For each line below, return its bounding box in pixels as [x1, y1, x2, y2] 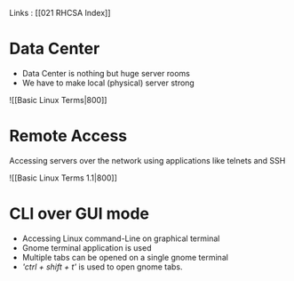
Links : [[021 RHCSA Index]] [9, 8, 111, 18]
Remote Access [9, 126, 127, 146]
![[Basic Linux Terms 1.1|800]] [9, 173, 118, 183]
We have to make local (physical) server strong [21, 77, 195, 88]
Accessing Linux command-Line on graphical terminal [21, 233, 220, 244]
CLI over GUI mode [9, 204, 149, 224]
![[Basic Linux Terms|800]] [9, 94, 107, 105]
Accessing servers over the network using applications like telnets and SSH [9, 155, 286, 165]
